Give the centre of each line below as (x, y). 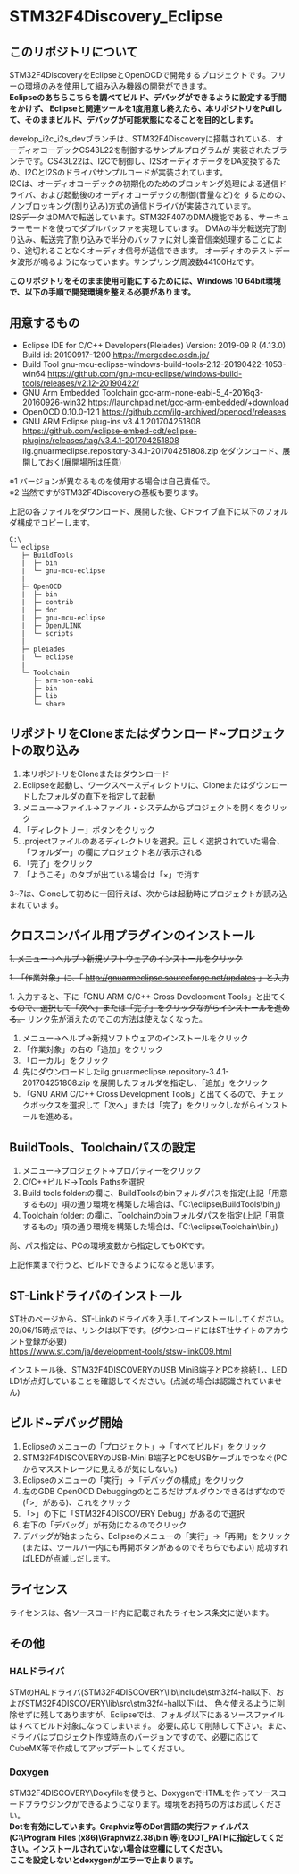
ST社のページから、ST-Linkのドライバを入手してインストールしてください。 (149, 1319)
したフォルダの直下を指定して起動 (93, 796)
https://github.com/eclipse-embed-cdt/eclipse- (110, 431)
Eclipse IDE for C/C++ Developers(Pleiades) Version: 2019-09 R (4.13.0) (154, 345)
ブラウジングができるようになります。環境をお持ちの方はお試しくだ (149, 1804)
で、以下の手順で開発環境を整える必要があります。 (103, 292)
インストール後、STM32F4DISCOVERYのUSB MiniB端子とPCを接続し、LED (148, 1370)
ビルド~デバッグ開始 (66, 1423)
